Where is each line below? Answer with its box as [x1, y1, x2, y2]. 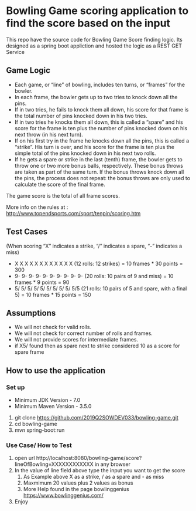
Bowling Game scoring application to [6, 4, 189, 18]
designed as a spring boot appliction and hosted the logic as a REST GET [6, 42, 183, 49]
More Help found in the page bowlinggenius [23, 486, 130, 493]
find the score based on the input [6, 16, 171, 30]
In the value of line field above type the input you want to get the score [14, 467, 185, 474]
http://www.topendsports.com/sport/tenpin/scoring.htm [6, 209, 141, 216]
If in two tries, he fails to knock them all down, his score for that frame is [14, 106, 189, 113]
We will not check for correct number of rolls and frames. [14, 330, 153, 337]
